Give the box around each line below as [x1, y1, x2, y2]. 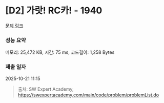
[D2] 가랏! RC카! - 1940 [5, 5, 102, 16]
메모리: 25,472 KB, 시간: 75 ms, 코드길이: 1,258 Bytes [5, 49, 115, 55]
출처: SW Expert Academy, [17, 86, 74, 92]
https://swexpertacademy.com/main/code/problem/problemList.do [17, 92, 159, 98]
